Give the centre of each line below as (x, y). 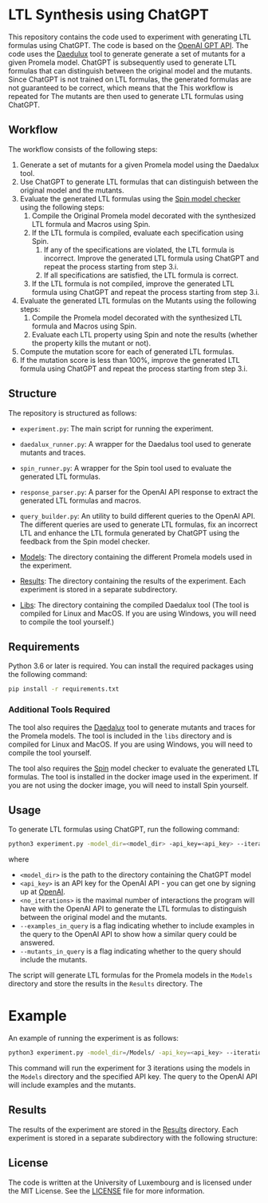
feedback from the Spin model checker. (85, 541)
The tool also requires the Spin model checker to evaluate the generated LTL (134, 768)
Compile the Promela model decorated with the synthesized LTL (137, 317)
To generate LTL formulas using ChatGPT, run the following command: (124, 830)
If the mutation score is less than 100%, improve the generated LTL (130, 360)
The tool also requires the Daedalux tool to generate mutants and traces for (132, 727)
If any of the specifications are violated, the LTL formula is (139, 249)
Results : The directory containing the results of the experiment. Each (133, 580)
